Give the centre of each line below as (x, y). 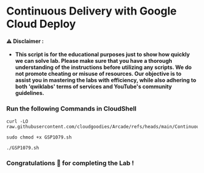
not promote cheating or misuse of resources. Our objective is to (98, 74)
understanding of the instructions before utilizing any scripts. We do (104, 67)
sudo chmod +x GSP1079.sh (39, 137)
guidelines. (29, 93)
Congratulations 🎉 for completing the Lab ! (70, 163)
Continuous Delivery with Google (92, 11)
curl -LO (17, 121)
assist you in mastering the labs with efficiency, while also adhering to (106, 80)
